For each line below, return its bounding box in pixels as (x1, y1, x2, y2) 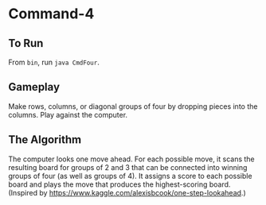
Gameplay (8, 80, 61, 94)
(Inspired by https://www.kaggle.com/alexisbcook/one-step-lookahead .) (8, 188, 246, 197)
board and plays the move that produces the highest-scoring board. (8, 180, 231, 189)
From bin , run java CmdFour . (8, 57, 100, 67)
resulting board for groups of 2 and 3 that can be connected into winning (8, 162, 248, 172)
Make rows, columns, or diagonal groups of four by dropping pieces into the (8, 101, 258, 111)
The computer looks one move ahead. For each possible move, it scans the (8, 154, 255, 164)
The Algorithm (8, 133, 82, 147)
